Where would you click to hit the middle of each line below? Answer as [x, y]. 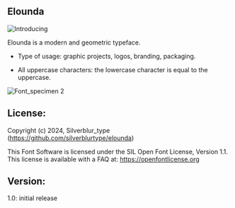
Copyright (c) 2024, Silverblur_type [59, 130]
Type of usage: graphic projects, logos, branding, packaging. [107, 56]
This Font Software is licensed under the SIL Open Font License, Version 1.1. [118, 151]
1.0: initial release [33, 198]
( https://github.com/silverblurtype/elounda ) [71, 138]
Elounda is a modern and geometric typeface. [74, 42]
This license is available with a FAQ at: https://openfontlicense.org [103, 159]
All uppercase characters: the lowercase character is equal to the [113, 69]
